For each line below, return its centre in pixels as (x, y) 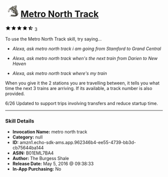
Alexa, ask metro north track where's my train (60, 73)
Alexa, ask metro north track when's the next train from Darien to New (85, 58)
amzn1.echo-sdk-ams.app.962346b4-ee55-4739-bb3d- (78, 142)
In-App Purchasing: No (37, 169)
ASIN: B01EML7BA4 (33, 153)
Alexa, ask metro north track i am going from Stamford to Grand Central (87, 49)
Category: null (27, 137)
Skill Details (20, 121)
